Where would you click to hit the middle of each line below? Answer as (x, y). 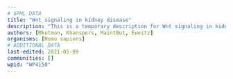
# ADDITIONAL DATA (34, 45)
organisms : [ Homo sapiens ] (46, 39)
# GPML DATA (24, 13)
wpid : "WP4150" (29, 65)
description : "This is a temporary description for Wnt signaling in (110, 26)
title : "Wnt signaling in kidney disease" (69, 20)
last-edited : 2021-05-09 (43, 52)
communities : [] (31, 58)
